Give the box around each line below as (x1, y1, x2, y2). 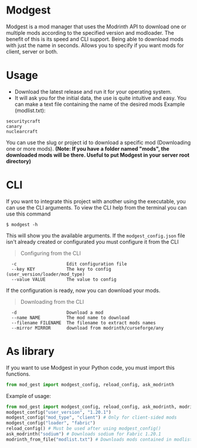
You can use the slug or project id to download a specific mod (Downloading (6, 139, 191, 146)
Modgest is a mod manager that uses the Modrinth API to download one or (6, 23, 186, 30)
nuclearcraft (6, 128, 38, 134)
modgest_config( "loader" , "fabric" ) (6, 420, 96, 426)
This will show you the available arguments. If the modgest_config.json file (6, 232, 186, 239)
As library (6, 345, 55, 358)
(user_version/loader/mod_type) (6, 271, 85, 277)
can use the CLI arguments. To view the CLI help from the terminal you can (6, 204, 187, 211)
